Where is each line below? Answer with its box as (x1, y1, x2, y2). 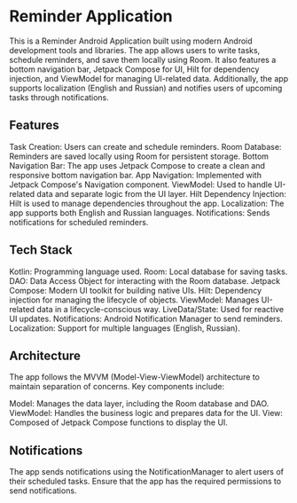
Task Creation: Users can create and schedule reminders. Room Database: (9, 141, 282, 152)
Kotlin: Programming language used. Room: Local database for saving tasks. (9, 266, 288, 277)
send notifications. (9, 485, 77, 496)
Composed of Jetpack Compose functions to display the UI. (9, 417, 229, 428)
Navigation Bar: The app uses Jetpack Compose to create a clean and (9, 160, 266, 170)
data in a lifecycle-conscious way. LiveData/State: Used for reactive (36, 303, 285, 314)
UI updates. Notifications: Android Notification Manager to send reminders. (9, 313, 283, 324)
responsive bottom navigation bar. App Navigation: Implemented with (9, 169, 262, 180)
